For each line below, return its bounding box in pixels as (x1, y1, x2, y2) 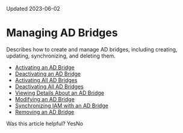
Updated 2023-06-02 (6, 5, 60, 12)
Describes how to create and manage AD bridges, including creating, (6, 46, 178, 53)
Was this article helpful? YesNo (6, 120, 83, 127)
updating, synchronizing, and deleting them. (6, 52, 116, 59)
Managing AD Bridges (6, 26, 119, 40)
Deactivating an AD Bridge (14, 70, 81, 77)
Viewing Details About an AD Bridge (14, 89, 104, 96)
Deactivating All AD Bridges (14, 83, 84, 90)
